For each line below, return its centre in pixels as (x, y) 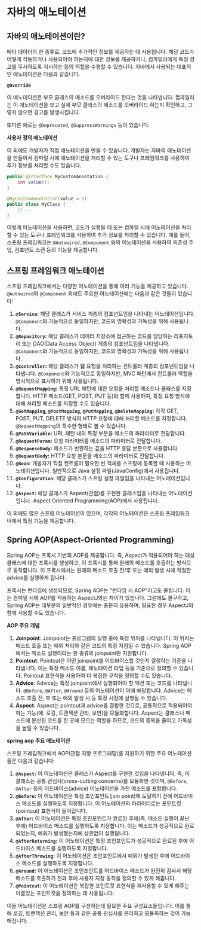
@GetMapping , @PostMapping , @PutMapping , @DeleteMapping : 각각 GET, (97, 411)
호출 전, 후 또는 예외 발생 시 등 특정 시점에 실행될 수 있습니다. (97, 698)
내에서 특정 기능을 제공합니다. (41, 520)
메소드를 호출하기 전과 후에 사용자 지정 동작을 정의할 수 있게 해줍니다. (96, 878)
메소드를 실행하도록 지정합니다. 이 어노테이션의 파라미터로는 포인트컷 (101, 803)
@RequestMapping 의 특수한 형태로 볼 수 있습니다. (71, 426)
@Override (19, 86)
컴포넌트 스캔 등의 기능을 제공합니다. (57, 250)
